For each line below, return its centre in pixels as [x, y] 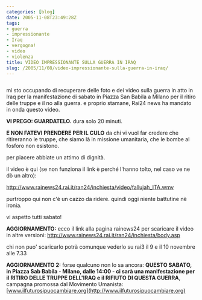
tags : [13, 23]
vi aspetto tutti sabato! [34, 217]
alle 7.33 [17, 254]
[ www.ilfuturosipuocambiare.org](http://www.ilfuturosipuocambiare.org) [96, 291]
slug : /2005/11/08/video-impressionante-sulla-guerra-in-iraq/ [87, 68]
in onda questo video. [33, 110]
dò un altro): [21, 176]
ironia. [14, 205]
